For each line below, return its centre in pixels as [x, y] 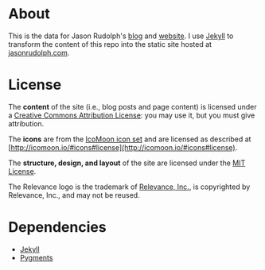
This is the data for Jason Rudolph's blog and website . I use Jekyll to [121, 36]
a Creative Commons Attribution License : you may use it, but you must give [132, 115]
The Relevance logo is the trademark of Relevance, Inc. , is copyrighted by [129, 187]
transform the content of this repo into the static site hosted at [110, 44]
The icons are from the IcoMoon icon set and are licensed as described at [130, 139]
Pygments [36, 257]
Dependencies [57, 228]
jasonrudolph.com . [39, 52]
